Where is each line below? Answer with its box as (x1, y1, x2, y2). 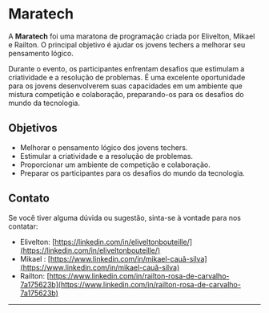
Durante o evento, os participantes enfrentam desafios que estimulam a (8, 63, 245, 73)
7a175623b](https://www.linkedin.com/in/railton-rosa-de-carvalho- (19, 279, 242, 289)
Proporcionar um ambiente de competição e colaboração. (19, 160, 211, 169)
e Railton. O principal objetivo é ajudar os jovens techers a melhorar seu (8, 39, 246, 49)
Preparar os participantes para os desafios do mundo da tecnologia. (19, 168, 246, 177)
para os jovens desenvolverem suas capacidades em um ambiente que (8, 81, 243, 91)
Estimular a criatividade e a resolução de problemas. (19, 151, 194, 161)
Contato (8, 192, 50, 205)
